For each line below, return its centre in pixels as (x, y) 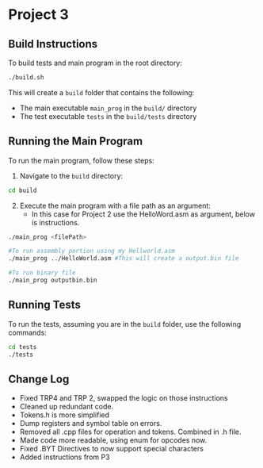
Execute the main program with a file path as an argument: (115, 205)
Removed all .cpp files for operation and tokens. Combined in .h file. (130, 432)
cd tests (23, 347)
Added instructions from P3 (65, 457)
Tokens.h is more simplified (64, 415)
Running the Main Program (76, 142)
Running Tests (44, 305)
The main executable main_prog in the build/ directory (108, 108)
